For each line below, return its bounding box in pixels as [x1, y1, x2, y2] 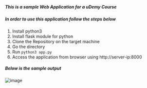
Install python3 [12, 28, 42, 34]
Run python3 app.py [12, 49, 52, 55]
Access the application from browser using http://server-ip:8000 [12, 54, 142, 60]
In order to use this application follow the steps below [5, 16, 116, 22]
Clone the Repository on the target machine [12, 39, 100, 45]
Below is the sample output [5, 65, 62, 71]
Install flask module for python [12, 34, 73, 39]
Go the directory [12, 44, 45, 50]
